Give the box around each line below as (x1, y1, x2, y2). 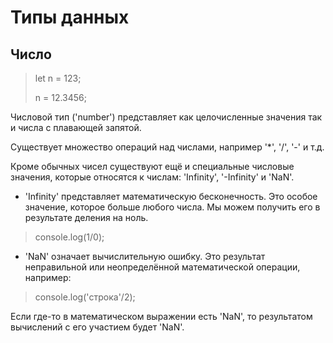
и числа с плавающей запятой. (10, 122, 142, 133)
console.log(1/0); (34, 231, 105, 243)
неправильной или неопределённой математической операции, (24, 261, 301, 273)
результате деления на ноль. (24, 212, 149, 223)
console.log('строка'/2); (34, 291, 136, 303)
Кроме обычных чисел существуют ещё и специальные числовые (10, 161, 295, 172)
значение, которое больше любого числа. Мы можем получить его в (24, 201, 321, 213)
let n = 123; (34, 72, 82, 84)
